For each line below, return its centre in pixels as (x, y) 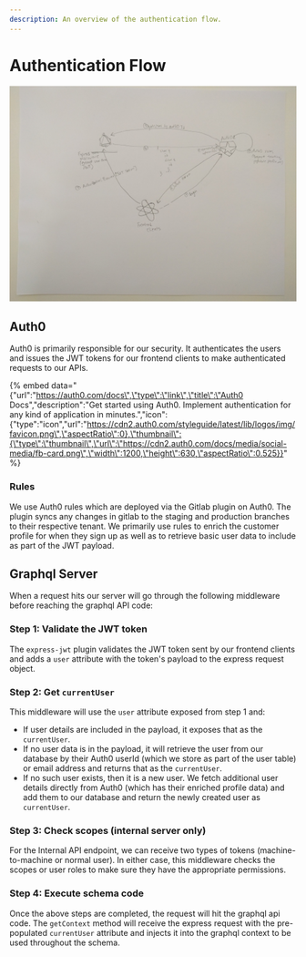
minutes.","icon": (137, 415)
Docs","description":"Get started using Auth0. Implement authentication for (150, 405)
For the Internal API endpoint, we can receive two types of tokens (132, 850)
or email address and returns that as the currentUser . (122, 768)
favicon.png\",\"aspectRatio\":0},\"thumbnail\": (96, 434)
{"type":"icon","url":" (48, 425)
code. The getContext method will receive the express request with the (142, 923)
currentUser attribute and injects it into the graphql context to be (170, 932)
